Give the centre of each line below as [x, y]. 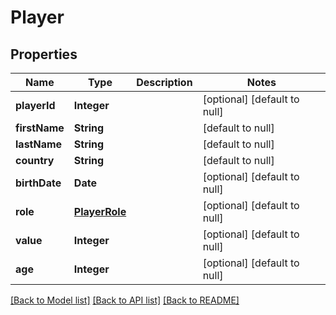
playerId [35, 105]
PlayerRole [100, 211]
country [35, 160]
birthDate [38, 183]
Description [164, 82]
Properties [44, 54]
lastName [39, 144]
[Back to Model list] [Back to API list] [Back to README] [125, 300]
